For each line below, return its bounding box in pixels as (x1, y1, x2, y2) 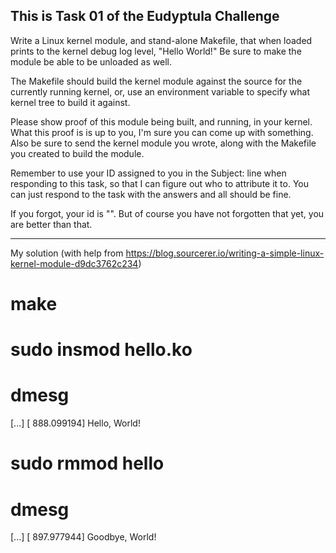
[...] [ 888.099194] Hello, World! (10, 417, 141, 429)
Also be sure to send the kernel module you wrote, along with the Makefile (10, 137, 317, 149)
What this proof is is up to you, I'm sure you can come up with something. (10, 126, 314, 138)
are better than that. (10, 218, 93, 230)
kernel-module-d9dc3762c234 (10, 257, 139, 269)
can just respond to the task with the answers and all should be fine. (10, 188, 292, 200)
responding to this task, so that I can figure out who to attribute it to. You (10, 177, 309, 189)
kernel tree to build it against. (10, 96, 131, 108)
